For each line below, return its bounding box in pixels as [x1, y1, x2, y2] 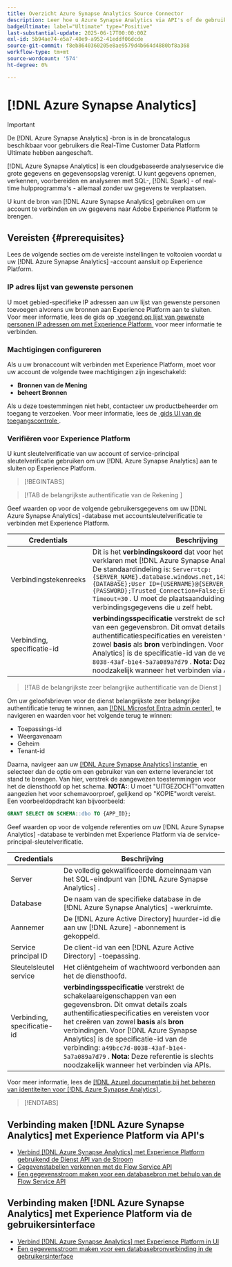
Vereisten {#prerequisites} [7, 232, 125, 243]
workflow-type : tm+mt [7, 49, 70, 56]
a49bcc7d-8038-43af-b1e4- [101, 1044, 187, 1052]
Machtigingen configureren [7, 344, 101, 354]
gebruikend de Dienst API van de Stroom [17, 1155, 133, 1163]
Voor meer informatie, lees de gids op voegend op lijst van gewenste [7, 313, 205, 321]
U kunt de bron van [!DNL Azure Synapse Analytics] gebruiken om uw [7, 197, 206, 205]
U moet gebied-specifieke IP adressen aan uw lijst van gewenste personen [7, 298, 220, 306]
